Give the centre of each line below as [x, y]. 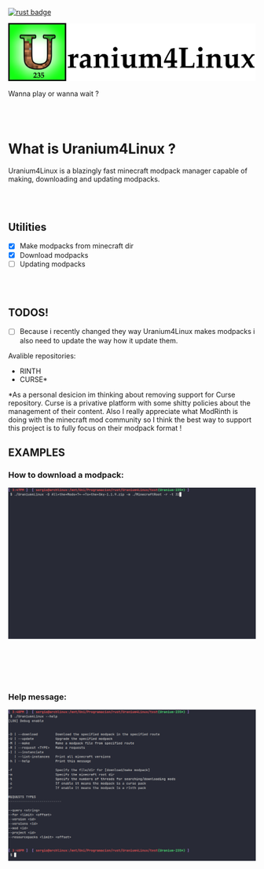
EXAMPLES [37, 452]
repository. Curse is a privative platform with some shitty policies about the [130, 403]
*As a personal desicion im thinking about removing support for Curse [122, 394]
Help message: [37, 697]
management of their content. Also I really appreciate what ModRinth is [123, 411]
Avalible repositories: [42, 356]
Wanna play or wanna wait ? [54, 93]
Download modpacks [54, 255]
